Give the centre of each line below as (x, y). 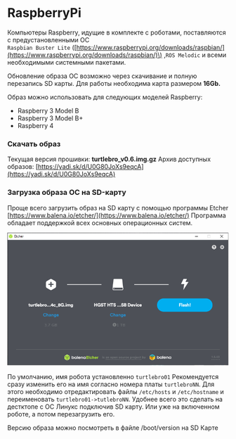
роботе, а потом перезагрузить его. (61, 414)
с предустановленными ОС (48, 39)
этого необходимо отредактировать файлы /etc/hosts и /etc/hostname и (116, 392)
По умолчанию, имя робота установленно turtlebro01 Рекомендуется (113, 377)
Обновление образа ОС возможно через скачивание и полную (102, 76)
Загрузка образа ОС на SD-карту (67, 193)
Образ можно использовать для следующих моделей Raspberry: (105, 97)
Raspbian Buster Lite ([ (42, 47)
